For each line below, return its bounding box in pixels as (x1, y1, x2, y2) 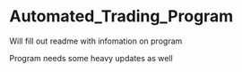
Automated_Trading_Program (9, 6, 234, 27)
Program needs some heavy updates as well (9, 52, 173, 63)
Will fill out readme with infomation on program (9, 36, 183, 46)
